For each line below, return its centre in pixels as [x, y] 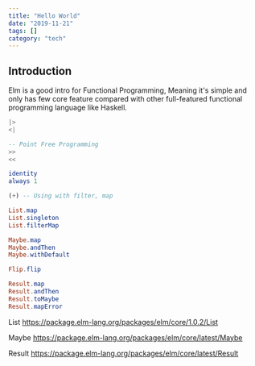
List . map [23, 210]
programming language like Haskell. [68, 108]
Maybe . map [25, 240]
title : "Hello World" [45, 16]
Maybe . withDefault [39, 255]
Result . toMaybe [34, 299]
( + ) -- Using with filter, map [61, 196]
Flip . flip [25, 270]
